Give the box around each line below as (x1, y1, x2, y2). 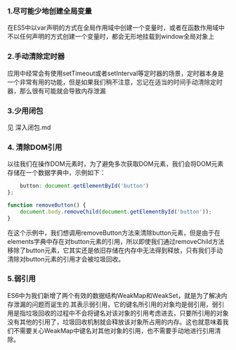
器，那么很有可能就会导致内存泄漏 (7, 86, 106, 95)
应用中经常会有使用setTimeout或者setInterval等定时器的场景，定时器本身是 (7, 69, 225, 77)
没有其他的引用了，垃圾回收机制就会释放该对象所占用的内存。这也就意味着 (7, 318, 223, 326)
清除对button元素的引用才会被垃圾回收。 (7, 254, 125, 263)
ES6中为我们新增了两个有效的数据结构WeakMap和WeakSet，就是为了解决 (7, 291, 221, 299)
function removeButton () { (7, 202, 86, 209)
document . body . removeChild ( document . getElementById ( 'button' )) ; (20, 208, 212, 215)
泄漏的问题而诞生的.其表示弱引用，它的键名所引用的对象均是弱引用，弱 (13, 300, 219, 309)
